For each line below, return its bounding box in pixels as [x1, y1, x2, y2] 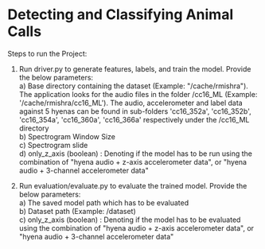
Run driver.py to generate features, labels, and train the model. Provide [18, 64, 251, 73]
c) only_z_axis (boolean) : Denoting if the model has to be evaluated [18, 215, 241, 224]
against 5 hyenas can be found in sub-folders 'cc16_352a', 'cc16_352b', [18, 106, 251, 116]
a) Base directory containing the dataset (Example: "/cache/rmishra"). [18, 81, 248, 91]
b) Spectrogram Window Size [18, 131, 116, 141]
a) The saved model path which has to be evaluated [18, 197, 189, 208]
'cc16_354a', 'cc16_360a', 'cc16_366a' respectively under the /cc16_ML [18, 115, 250, 124]
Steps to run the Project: [7, 49, 88, 58]
